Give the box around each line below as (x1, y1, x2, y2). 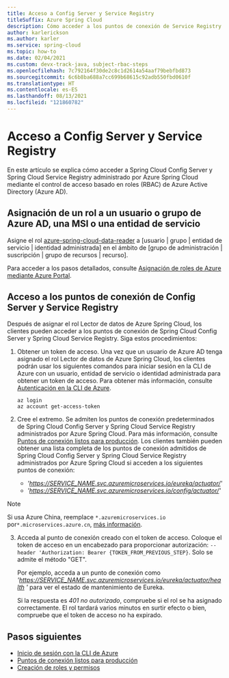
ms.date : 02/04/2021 (7, 55, 66, 62)
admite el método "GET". (16, 556, 87, 564)
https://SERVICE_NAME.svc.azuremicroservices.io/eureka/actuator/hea (19, 576, 221, 584)
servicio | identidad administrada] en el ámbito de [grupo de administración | (7, 244, 223, 252)
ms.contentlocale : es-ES (7, 86, 78, 93)
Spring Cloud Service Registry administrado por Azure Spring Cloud (7, 172, 198, 181)
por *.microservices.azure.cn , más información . (7, 521, 143, 529)
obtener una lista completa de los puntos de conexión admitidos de (16, 444, 207, 452)
